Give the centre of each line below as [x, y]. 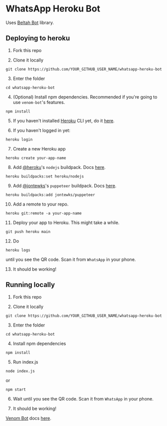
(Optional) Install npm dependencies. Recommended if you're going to [85, 97]
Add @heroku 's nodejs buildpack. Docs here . [59, 167]
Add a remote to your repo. [41, 204]
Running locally [30, 285]
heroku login [19, 139]
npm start [16, 389]
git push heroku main [28, 231]
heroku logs [18, 250]
